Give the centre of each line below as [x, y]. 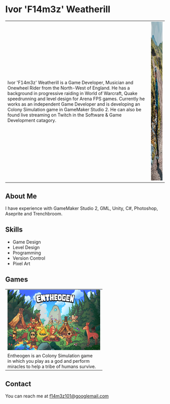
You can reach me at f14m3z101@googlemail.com [57, 396]
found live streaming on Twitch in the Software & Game [65, 115]
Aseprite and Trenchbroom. [34, 214]
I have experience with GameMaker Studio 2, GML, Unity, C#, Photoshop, [82, 208]
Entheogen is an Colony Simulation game [50, 355]
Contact [18, 384]
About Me [21, 196]
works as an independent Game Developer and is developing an [74, 104]
